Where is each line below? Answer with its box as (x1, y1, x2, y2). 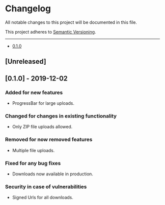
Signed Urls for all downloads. (12, 195, 74, 201)
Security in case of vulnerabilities (5, 183, 87, 190)
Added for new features (5, 89, 63, 96)
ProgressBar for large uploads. (12, 100, 75, 106)
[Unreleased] (5, 57, 47, 66)
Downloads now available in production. (12, 171, 93, 177)
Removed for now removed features (5, 136, 92, 143)
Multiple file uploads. (12, 147, 55, 153)
